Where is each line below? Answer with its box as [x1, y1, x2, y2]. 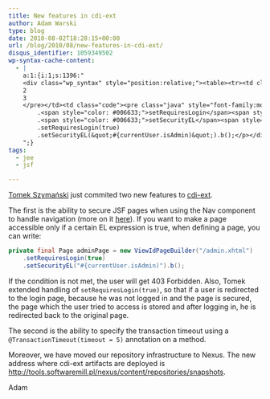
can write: [8, 231, 42, 241]
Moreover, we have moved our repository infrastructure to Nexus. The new [8, 350, 256, 360]
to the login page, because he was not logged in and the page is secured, [8, 293, 252, 303]
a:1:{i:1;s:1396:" [22, 71, 84, 79]
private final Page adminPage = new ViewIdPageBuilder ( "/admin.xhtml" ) [8, 246, 253, 255]
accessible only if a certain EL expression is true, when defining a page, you [8, 222, 260, 233]
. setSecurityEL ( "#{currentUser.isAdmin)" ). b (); [22, 262, 185, 270]
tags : [8, 146, 27, 154]
